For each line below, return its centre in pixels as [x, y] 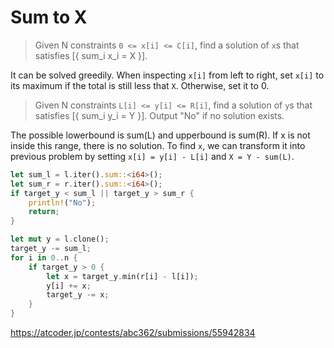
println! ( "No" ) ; [62, 202]
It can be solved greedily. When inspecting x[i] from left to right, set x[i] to [167, 75]
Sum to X [49, 17]
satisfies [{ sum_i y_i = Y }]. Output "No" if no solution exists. [159, 115]
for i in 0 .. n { [44, 257]
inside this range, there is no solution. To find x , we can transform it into [158, 145]
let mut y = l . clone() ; [60, 239]
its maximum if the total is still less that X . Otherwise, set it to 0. [140, 85]
